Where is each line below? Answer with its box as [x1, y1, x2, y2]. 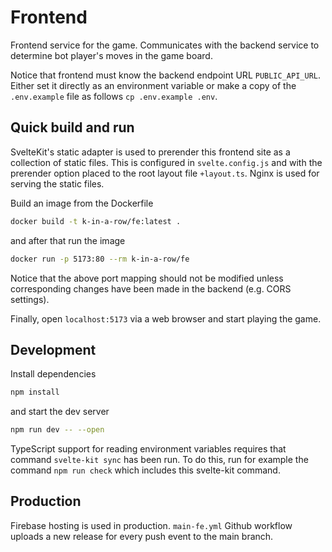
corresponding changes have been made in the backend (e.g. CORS [10, 282, 292, 295]
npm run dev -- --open [10, 425, 105, 435]
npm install [10, 387, 60, 398]
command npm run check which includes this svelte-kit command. [10, 464, 281, 476]
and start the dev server [10, 406, 110, 418]
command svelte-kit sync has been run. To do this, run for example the [10, 454, 309, 466]
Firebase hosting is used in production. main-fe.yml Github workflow [10, 519, 293, 531]
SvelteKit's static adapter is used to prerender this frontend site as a [10, 146, 291, 158]
